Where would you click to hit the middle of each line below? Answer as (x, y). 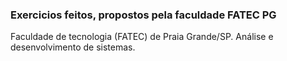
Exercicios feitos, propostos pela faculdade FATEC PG (143, 15)
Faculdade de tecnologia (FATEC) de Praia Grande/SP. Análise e (142, 37)
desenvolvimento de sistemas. (73, 47)
